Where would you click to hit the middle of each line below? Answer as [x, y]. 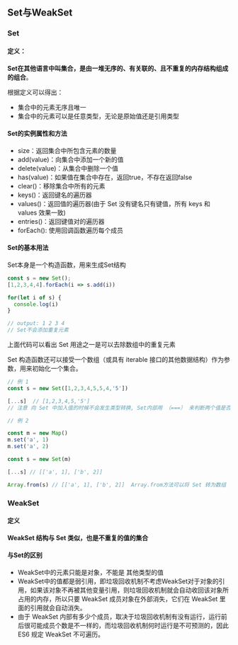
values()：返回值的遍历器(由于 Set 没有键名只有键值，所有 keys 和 [114, 203]
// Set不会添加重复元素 [38, 330]
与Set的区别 [25, 555]
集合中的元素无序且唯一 [52, 107]
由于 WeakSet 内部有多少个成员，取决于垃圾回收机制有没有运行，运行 [119, 617]
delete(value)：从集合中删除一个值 [68, 168]
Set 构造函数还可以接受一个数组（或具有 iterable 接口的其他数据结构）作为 [116, 360]
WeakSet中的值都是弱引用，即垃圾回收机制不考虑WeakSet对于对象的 [118, 581]
